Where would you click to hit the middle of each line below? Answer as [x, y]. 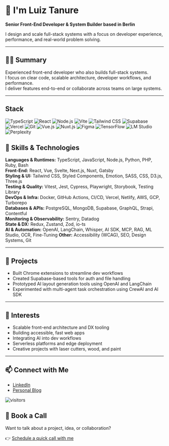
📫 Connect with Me [37, 370]
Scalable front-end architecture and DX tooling [61, 327]
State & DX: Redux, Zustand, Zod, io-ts [46, 224]
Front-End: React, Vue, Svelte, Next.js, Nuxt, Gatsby [60, 171]
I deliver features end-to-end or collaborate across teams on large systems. [84, 88]
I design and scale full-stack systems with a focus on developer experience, [84, 34]
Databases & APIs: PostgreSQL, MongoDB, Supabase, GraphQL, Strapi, [80, 208]
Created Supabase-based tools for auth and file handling [71, 279]
